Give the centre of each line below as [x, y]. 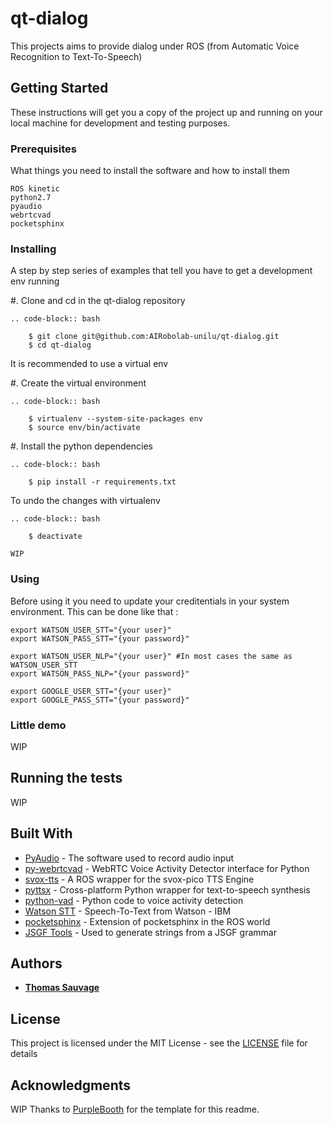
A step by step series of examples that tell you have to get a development [161, 271]
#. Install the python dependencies [81, 446]
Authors [36, 963]
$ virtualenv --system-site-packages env [115, 419]
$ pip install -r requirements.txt [102, 482]
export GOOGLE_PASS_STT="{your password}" [100, 700]
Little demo [38, 725]
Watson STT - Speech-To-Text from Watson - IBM [128, 911]
